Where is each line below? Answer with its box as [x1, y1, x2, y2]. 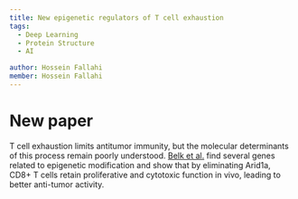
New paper [9, 110, 93, 131]
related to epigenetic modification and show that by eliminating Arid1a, [9, 159, 271, 170]
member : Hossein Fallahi [9, 71, 103, 81]
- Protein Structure [17, 38, 95, 48]
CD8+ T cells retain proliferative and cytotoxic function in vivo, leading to [9, 169, 282, 180]
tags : [9, 22, 30, 31]
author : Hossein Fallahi [9, 63, 103, 72]
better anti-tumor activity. [9, 178, 105, 190]
